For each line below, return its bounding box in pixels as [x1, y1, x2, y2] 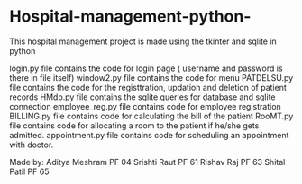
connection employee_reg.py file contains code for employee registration [9, 101, 281, 111]
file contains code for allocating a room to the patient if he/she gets [9, 119, 260, 131]
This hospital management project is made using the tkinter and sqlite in [9, 36, 277, 47]
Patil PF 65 [9, 166, 50, 177]
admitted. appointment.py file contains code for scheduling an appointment [9, 129, 289, 140]
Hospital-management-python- [9, 6, 252, 27]
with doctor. [9, 139, 54, 150]
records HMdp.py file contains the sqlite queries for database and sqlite [9, 92, 277, 102]
